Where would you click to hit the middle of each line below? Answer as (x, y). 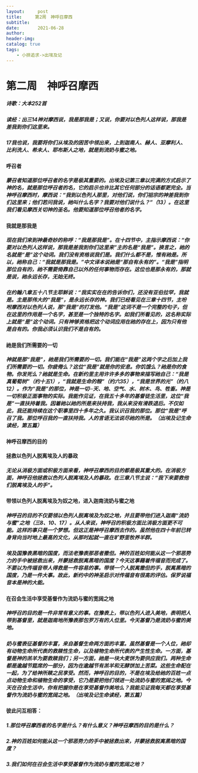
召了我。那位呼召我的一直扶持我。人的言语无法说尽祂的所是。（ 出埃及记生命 (98, 418)
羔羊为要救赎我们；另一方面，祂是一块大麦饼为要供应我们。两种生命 (108, 658)
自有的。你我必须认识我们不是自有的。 (57, 329)
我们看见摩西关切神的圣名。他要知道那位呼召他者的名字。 (75, 210)
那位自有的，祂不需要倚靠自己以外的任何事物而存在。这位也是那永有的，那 (96, 270)
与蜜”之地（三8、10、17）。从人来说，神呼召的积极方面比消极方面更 (89, 523)
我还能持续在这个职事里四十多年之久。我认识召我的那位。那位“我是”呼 (101, 411)
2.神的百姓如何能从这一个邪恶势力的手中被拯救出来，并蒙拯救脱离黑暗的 (93, 741)
